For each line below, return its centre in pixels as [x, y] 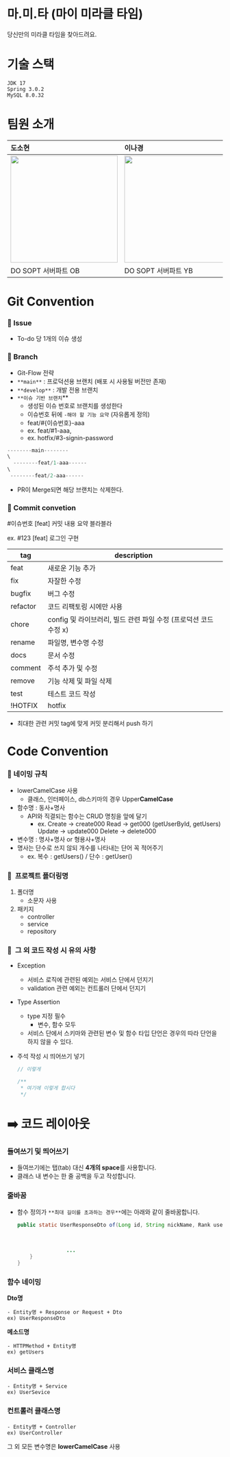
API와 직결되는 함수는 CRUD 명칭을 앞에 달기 [87, 816]
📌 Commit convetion [42, 507]
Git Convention [51, 301]
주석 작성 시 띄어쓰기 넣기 [51, 1056]
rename [23, 642]
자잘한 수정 [64, 581]
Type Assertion [38, 1002]
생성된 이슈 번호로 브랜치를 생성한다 [75, 405]
